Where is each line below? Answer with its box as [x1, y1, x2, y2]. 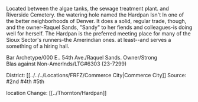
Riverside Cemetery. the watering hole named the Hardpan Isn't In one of [6, 11, 184, 18]
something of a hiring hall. [6, 42, 70, 50]
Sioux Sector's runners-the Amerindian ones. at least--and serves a [6, 37, 171, 43]
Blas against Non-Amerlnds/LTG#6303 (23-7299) [6, 60, 127, 67]
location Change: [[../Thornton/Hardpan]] [6, 90, 107, 96]
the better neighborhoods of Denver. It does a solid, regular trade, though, [6, 18, 187, 24]
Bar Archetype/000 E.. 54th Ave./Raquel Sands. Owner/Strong [6, 54, 158, 61]
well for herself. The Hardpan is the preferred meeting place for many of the [6, 30, 191, 37]
